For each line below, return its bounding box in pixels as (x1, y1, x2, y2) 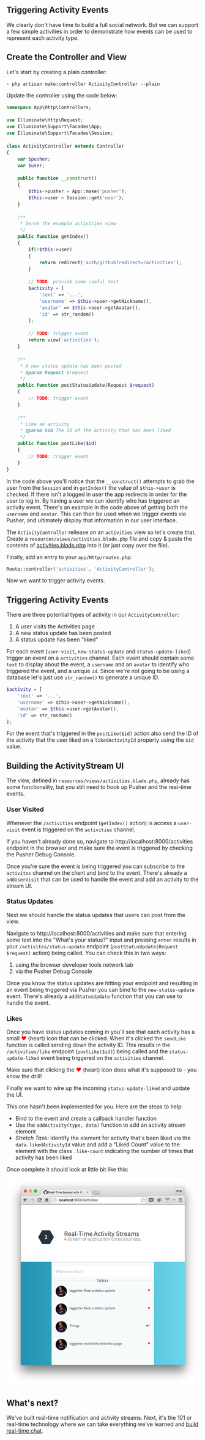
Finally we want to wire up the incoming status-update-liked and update (6, 1084, 190, 1092)
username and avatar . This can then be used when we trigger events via (6, 510, 187, 517)
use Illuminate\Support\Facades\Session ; (6, 130, 114, 137)
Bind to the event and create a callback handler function (15, 1115, 157, 1122)
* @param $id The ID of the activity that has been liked (20, 427, 171, 434)
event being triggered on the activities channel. (40, 1054, 165, 1062)
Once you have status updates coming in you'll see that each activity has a (6, 1028, 195, 1035)
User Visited (6, 806, 44, 814)
